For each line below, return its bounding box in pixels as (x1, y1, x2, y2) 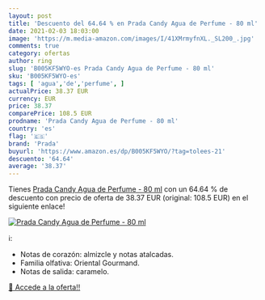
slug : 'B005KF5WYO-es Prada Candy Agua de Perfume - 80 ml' (8, 65, 216, 73)
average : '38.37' (8, 163, 67, 171)
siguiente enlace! (8, 201, 65, 211)
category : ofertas (8, 49, 70, 57)
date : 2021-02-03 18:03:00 (8, 27, 99, 35)
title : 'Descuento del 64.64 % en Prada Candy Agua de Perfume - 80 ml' (8, 19, 259, 27)
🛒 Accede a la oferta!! (8, 282, 81, 292)
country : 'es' (8, 125, 57, 133)
